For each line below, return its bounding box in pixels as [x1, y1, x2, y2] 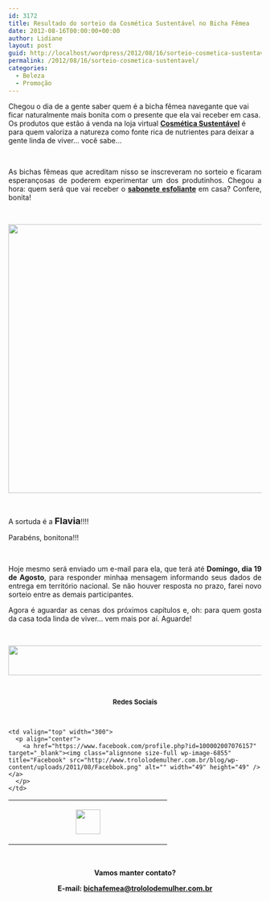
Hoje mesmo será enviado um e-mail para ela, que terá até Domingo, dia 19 [8, 564, 262, 573]
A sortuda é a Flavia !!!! [8, 515, 89, 527]
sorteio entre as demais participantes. [8, 589, 134, 599]
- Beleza [15, 72, 45, 80]
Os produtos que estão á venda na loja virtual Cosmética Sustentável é [8, 118, 247, 128]
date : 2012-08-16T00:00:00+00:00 [8, 27, 121, 35]
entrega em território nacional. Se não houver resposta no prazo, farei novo [8, 581, 262, 590]
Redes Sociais [112, 697, 158, 706]
